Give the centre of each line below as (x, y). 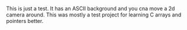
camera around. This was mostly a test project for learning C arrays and (94, 15)
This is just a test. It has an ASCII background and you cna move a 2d (91, 9)
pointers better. (25, 21)
